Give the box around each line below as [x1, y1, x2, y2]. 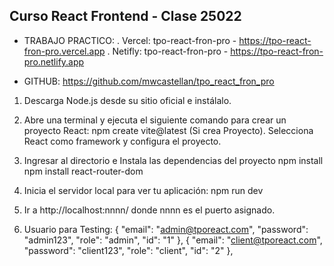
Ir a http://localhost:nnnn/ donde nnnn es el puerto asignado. [23, 204, 276, 216]
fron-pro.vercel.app [23, 45, 106, 57]
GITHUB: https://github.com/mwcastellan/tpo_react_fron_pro [23, 75, 275, 87]
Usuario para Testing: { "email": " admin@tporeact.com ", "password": [23, 223, 309, 235]
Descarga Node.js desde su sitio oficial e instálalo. [23, 94, 232, 106]
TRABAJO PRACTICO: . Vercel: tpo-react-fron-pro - [23, 34, 237, 46]
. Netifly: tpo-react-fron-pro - [107, 45, 229, 57]
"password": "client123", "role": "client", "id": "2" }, [23, 244, 234, 256]
